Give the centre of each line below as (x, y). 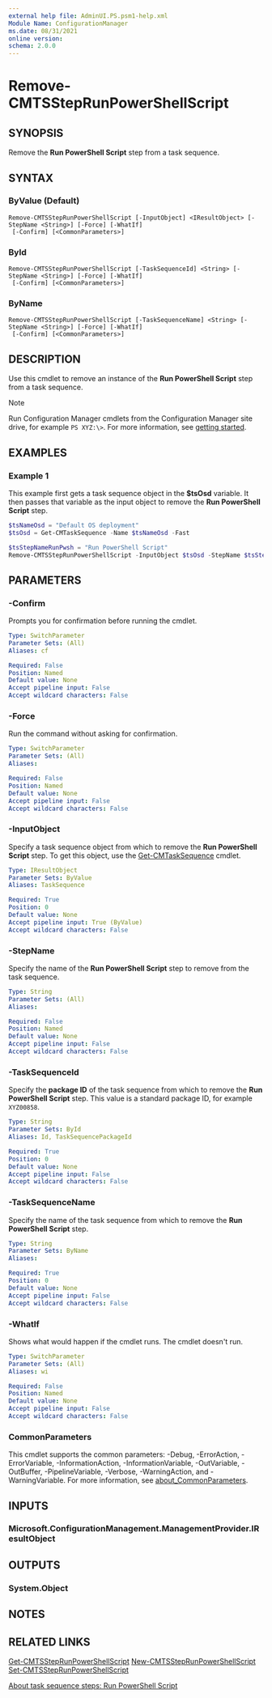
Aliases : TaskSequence (47, 885)
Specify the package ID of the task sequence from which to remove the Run (136, 1090)
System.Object (38, 1588)
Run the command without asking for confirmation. (93, 734)
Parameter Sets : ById (45, 1130)
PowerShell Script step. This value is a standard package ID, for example (130, 1098)
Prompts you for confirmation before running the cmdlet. (103, 621)
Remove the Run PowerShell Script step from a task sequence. (114, 153)
